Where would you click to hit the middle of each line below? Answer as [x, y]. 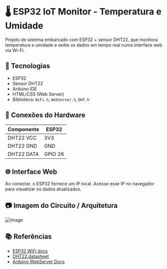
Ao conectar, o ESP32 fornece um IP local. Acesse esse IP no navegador [80, 184]
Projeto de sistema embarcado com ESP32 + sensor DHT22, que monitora [82, 40]
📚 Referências [29, 236]
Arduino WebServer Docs [38, 261]
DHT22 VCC [22, 138]
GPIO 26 [54, 154]
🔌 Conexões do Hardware [45, 115]
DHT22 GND [22, 146]
